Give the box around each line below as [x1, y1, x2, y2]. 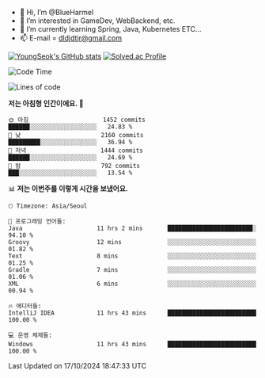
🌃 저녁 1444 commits [8, 147, 144, 155]
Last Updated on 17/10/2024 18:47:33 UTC [8, 361, 147, 370]
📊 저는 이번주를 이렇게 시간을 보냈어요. [8, 184, 129, 193]
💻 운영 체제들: [8, 331, 53, 339]
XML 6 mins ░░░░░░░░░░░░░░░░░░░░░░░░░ [8, 280, 257, 288]
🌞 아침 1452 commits [8, 116, 146, 124]
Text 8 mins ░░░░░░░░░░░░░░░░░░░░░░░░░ [8, 252, 257, 260]
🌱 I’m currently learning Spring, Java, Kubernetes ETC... [19, 25, 202, 33]
